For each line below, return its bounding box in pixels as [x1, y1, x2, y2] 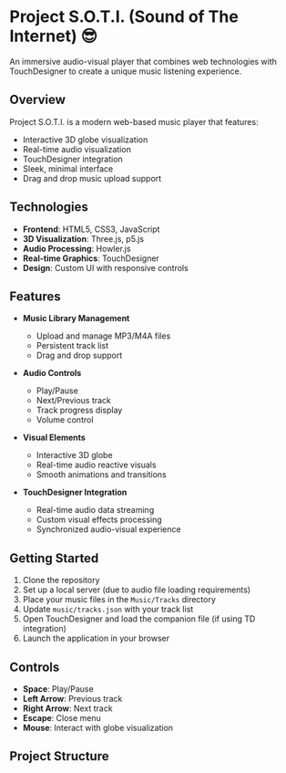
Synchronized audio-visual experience [36, 524, 181, 535]
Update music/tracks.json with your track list [22, 604, 194, 615]
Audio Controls [22, 368, 82, 379]
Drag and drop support [36, 350, 123, 361]
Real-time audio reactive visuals [36, 459, 157, 471]
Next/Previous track [36, 395, 112, 406]
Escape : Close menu [22, 713, 102, 723]
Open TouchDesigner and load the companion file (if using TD [22, 613, 256, 624]
